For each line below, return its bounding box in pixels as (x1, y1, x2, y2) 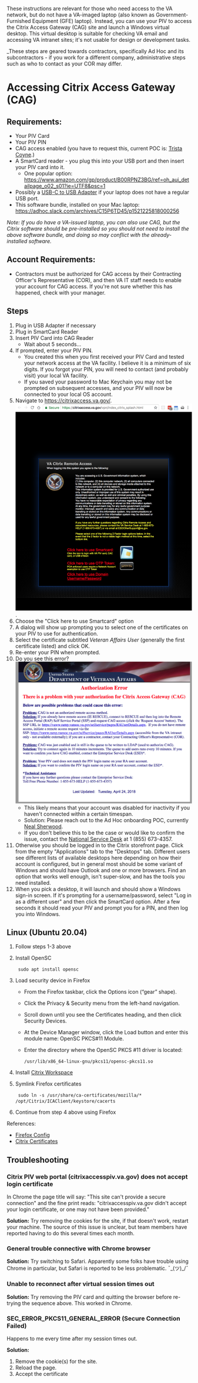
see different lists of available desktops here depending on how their (15, 854, 182, 861)
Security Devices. (24, 1017, 67, 1024)
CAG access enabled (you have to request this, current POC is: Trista (15, 145, 183, 152)
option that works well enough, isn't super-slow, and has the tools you (15, 873, 185, 880)
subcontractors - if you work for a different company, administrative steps (6, 54, 186, 61)
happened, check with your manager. (15, 289, 106, 296)
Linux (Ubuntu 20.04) (6, 928, 88, 938)
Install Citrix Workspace (15, 1069, 73, 1076)
